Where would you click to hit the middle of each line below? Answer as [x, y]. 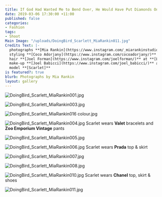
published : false [22, 18]
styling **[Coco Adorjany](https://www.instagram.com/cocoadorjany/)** [83, 54]
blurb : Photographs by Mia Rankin [40, 77]
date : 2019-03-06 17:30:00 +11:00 [40, 14]
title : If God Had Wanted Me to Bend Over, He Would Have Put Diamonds [78, 9]
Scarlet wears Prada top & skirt [117, 147]
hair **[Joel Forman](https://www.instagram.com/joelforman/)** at [79, 59]
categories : [17, 23]
